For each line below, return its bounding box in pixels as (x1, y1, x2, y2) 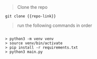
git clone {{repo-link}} (5, 14, 56, 19)
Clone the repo (17, 4, 48, 10)
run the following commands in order (17, 22, 93, 28)
